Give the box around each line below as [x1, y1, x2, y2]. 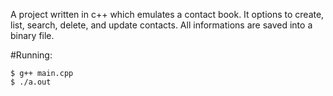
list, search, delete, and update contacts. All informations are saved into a [10, 19, 313, 31]
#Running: [10, 49, 53, 61]
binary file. [10, 30, 55, 41]
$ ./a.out [10, 77, 52, 87]
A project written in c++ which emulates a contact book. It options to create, [10, 9, 325, 20]
